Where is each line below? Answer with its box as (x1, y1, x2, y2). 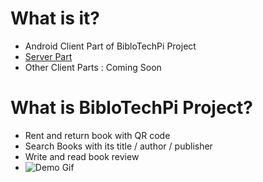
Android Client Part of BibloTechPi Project (24, 40, 197, 52)
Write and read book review (24, 150, 140, 162)
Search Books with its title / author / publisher (24, 140, 213, 152)
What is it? (10, 7, 101, 30)
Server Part (24, 50, 73, 62)
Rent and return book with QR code (24, 129, 171, 141)
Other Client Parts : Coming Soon (24, 61, 162, 73)
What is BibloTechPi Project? (10, 97, 254, 119)
